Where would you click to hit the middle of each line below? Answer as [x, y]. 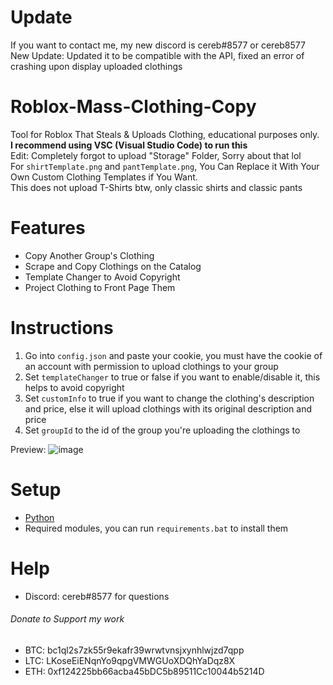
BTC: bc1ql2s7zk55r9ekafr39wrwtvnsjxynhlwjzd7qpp [134, 650]
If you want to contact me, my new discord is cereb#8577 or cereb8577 [158, 45]
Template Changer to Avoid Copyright [102, 277]
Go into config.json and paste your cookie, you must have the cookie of [173, 355]
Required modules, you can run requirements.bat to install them [156, 528]
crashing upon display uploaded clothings [96, 66]
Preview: [28, 449]
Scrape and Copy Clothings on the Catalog [113, 266]
